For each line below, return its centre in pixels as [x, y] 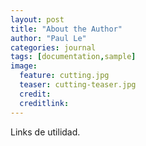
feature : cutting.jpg [64, 76]
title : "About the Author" [66, 29]
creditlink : [44, 103]
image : [24, 66]
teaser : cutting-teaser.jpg [78, 85]
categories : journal [53, 47]
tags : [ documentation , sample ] [73, 57]
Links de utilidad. [45, 132]
